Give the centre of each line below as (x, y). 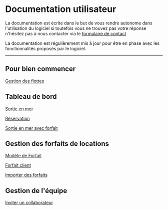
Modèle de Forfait (23, 156)
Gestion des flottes (25, 81)
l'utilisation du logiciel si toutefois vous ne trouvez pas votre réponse (76, 28)
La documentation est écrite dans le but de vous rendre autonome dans (79, 23)
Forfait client (18, 165)
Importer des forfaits (26, 175)
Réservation (17, 118)
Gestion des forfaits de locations (57, 143)
